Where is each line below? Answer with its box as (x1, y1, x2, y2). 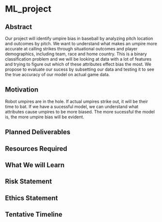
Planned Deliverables (5, 128, 71, 136)
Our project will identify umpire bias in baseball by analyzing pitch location (5, 35, 153, 41)
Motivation (5, 86, 39, 94)
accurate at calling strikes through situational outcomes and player (5, 46, 138, 51)
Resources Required (5, 144, 68, 153)
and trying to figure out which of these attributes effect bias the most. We (5, 62, 151, 67)
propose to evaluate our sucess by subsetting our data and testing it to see (5, 66, 155, 72)
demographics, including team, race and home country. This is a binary (5, 51, 147, 57)
